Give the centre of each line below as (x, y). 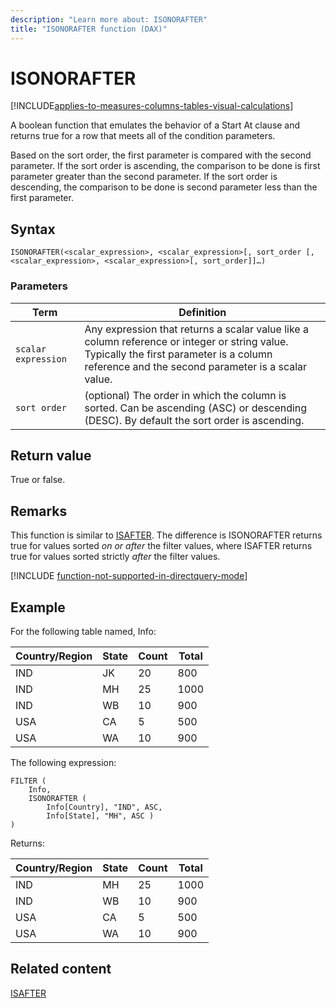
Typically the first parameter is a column (178, 354)
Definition (202, 312)
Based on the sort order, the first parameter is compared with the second (161, 155)
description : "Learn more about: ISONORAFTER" (109, 19)
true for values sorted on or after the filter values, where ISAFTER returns (161, 546)
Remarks (39, 511)
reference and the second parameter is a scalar (196, 366)
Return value (51, 455)
